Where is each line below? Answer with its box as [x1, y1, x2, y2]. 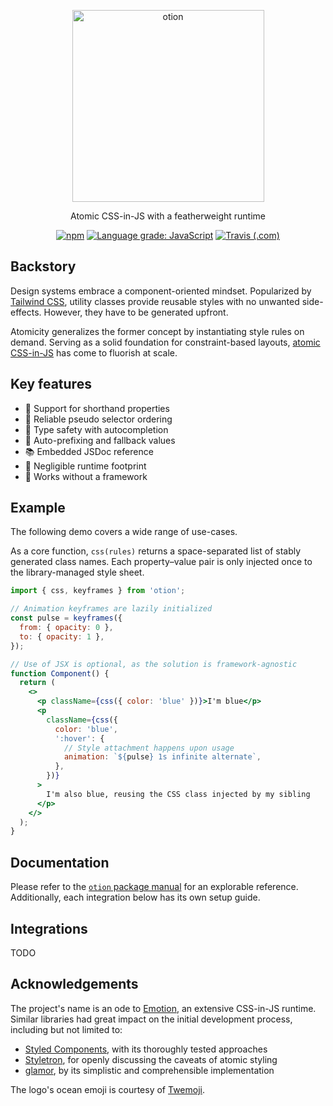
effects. [10, 306, 42, 318]
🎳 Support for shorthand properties [24, 402, 170, 414]
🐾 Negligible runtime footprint [24, 460, 147, 472]
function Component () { [10, 668, 110, 679]
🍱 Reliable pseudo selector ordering [24, 413, 173, 425]
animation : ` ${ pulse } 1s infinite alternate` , [63, 752, 262, 762]
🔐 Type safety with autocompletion [24, 423, 169, 435]
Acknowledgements [10, 976, 139, 993]
